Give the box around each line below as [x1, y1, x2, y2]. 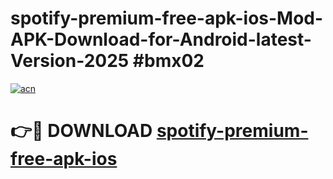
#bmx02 [132, 50, 205, 72]
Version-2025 [10, 50, 130, 72]
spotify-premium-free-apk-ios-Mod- [10, 7, 324, 30]
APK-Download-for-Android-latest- [10, 28, 312, 51]
